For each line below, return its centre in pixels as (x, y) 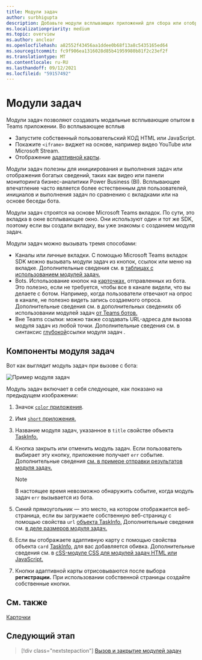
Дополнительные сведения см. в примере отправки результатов (99, 461)
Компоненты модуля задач (60, 351)
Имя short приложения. (45, 419)
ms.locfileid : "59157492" (38, 74)
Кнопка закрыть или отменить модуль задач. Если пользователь (98, 448)
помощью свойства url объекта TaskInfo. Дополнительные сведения (104, 522)
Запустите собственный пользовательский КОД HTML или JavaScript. (105, 138)
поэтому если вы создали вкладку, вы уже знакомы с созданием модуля (101, 225)
